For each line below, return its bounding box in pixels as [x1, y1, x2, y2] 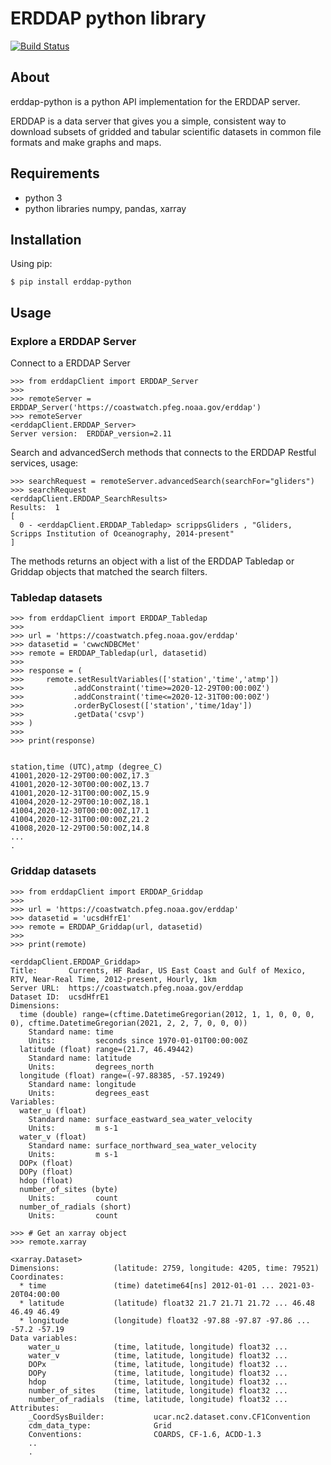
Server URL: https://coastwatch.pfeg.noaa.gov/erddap [10, 983, 244, 993]
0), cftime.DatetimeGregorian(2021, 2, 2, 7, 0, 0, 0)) [10, 1018, 248, 1028]
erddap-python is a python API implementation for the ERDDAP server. [10, 95, 301, 107]
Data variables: [10, 1333, 78, 1343]
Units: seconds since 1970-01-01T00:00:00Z [28, 1035, 248, 1046]
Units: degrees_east [28, 1088, 150, 1098]
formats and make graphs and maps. [10, 136, 162, 148]
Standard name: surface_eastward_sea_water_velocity [28, 1114, 253, 1124]
